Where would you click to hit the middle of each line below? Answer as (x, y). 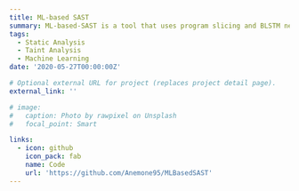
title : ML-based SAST (49, 17)
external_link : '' (43, 91)
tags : (19, 34)
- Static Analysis (52, 42)
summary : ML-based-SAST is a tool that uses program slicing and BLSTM (145, 26)
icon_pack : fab (53, 156)
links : (21, 140)
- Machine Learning (53, 59)
